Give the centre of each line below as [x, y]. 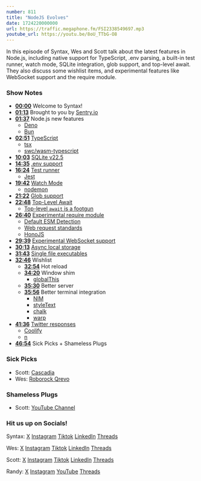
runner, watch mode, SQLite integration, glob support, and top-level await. [99, 65]
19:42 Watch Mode [39, 183]
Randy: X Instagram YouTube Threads [53, 471]
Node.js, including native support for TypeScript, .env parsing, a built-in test [101, 58]
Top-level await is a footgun [59, 208]
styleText [44, 305]
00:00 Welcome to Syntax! [49, 106]
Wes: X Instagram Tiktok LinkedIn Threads [59, 448]
